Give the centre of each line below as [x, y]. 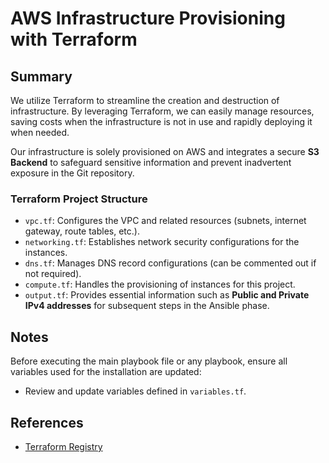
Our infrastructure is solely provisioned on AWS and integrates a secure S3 [165, 151]
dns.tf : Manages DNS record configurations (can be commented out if [170, 263]
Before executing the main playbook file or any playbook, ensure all [149, 361]
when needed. [40, 132]
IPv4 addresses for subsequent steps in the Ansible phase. [147, 306]
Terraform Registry [63, 446]
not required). [53, 274]
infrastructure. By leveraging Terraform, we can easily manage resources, [162, 111]
